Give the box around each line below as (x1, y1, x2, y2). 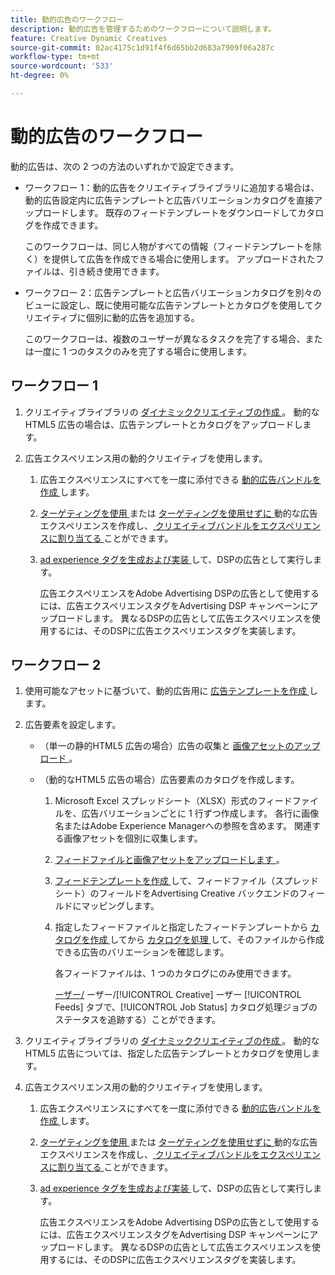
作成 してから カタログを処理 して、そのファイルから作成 (89, 934, 325, 946)
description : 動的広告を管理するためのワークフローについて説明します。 (10, 24, 277, 34)
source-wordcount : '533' (10, 61, 114, 71)
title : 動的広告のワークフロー (10, 14, 124, 25)
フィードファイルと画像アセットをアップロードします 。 (54, 854, 285, 866)
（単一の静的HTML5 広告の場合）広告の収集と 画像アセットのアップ (39, 740, 321, 752)
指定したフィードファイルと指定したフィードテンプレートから (54, 921, 309, 933)
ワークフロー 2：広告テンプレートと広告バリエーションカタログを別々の (24, 286, 322, 298)
